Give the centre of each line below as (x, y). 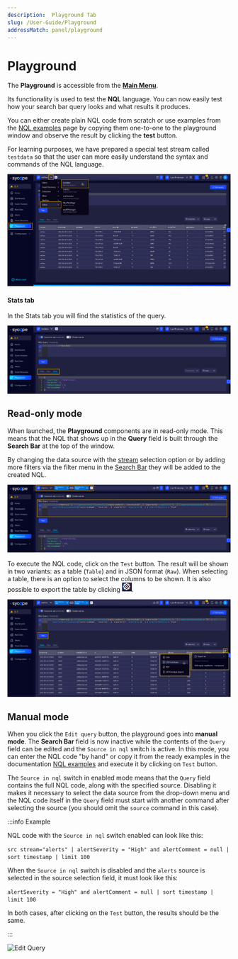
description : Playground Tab (52, 15)
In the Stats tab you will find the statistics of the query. (87, 316)
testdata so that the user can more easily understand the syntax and (108, 157)
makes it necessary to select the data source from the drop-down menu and (119, 793)
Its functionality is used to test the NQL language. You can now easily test (115, 99)
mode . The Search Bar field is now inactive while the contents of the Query (116, 741)
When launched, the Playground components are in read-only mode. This (115, 431)
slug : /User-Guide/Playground (52, 22)
